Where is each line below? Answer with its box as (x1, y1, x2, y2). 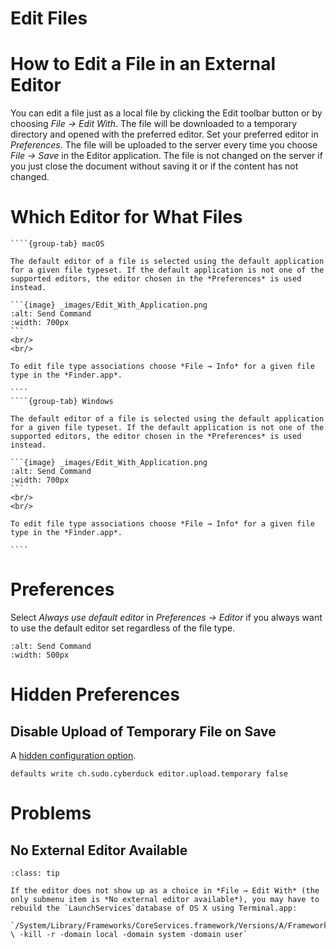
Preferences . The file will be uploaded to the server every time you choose (10, 139, 318, 151)
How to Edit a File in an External (10, 53, 277, 76)
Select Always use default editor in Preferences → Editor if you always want (10, 612, 323, 623)
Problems (10, 802, 92, 825)
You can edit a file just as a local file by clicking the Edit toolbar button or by (10, 107, 323, 119)
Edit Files (10, 7, 88, 30)
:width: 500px (10, 650, 70, 660)
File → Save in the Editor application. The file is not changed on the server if (10, 150, 323, 162)
